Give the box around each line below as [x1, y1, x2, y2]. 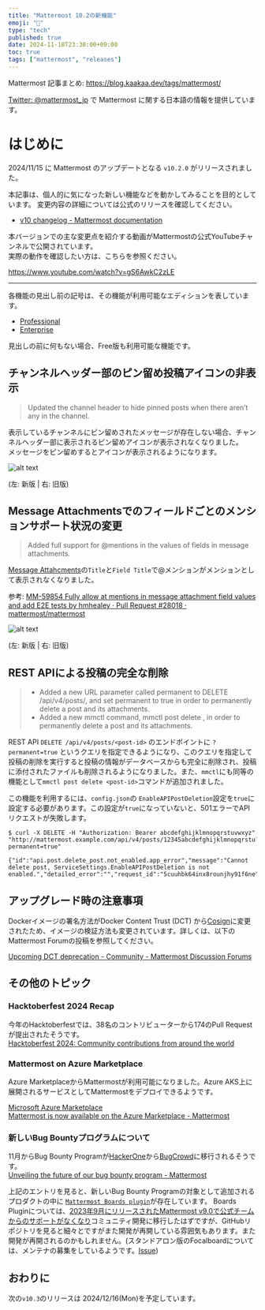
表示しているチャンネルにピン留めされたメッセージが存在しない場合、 [8, 427, 236, 436]
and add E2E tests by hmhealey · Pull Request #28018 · [8, 601, 187, 610]
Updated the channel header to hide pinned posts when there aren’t [27, 402, 248, 412]
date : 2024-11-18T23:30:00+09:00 [8, 41, 118, 49]
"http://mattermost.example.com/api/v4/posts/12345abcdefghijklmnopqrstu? [8, 836, 259, 844]
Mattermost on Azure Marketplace [8, 1058, 144, 1069]
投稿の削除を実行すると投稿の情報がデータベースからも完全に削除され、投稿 [8, 757, 257, 766]
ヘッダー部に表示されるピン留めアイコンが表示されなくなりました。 [21, 437, 243, 447]
